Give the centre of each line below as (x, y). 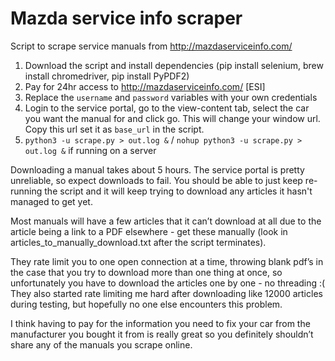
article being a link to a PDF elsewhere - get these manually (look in (149, 231)
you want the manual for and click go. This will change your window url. (172, 118)
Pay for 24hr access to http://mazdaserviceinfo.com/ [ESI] (145, 86)
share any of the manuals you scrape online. (101, 344)
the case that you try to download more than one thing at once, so (146, 272)
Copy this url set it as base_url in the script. (114, 129)
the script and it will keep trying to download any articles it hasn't (178, 191)
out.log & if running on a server (90, 150)
